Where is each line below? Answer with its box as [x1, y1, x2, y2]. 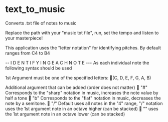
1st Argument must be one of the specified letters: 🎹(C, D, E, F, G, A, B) [5, 74, 151, 80]
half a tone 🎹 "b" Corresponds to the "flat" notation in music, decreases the [5, 95, 161, 101]
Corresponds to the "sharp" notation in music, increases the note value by [5, 89, 159, 95]
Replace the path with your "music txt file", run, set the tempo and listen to [5, 29, 159, 35]
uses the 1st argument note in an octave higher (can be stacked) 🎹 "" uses [5, 105, 159, 111]
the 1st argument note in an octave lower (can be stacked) [5, 111, 125, 117]
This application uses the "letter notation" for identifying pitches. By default [5, 44, 161, 50]
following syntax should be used [5, 65, 72, 71]
